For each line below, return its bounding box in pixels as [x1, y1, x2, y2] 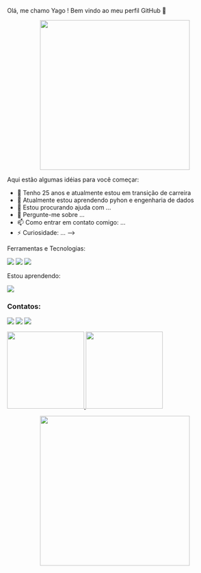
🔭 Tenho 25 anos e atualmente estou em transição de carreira [16, 189, 191, 196]
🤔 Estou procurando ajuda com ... [16, 203, 111, 212]
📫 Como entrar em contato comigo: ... [16, 218, 126, 226]
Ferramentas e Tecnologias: [7, 244, 85, 253]
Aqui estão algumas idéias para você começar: [7, 175, 139, 183]
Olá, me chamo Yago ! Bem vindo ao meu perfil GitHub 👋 [7, 7, 166, 14]
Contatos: [7, 301, 41, 311]
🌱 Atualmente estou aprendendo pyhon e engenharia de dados [16, 196, 194, 204]
